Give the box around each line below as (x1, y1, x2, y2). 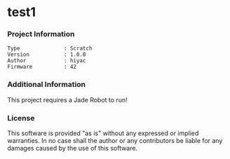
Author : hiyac (7, 57, 86, 64)
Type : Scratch (7, 45, 93, 53)
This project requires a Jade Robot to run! (7, 95, 128, 104)
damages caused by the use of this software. (7, 144, 138, 153)
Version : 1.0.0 (7, 51, 86, 58)
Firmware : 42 (7, 64, 77, 71)
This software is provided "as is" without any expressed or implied (7, 129, 199, 137)
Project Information (7, 29, 75, 39)
